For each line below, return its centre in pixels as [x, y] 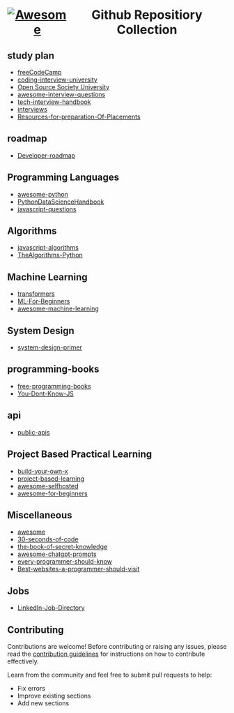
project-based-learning [51, 479]
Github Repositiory [147, 15]
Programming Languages [63, 178]
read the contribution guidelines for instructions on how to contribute [106, 654]
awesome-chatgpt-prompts [57, 554]
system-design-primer [49, 347]
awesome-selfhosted [48, 486]
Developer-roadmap [46, 155]
